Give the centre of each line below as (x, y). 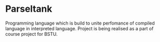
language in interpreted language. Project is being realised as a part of (79, 28)
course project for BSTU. (31, 34)
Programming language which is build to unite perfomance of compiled (80, 23)
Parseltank (29, 9)
